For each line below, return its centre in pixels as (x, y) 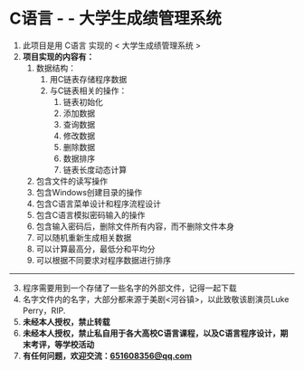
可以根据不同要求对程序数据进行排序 (104, 260)
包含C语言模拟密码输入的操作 (90, 214)
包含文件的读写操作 (72, 181)
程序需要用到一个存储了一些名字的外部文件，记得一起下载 (129, 288)
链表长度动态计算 (95, 169)
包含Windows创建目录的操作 (89, 192)
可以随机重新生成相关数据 (84, 237)
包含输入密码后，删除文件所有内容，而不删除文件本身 (135, 226)
